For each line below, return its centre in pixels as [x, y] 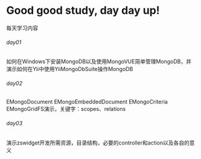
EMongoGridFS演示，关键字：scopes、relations [66, 109]
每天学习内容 [22, 28]
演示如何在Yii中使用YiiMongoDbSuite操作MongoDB [70, 69]
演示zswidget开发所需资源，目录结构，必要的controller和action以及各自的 [98, 143]
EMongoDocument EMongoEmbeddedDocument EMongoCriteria [87, 102]
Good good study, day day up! [83, 11]
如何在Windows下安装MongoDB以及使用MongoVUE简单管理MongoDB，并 [99, 61]
